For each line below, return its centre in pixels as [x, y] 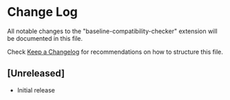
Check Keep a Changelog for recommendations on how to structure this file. [115, 52]
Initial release [36, 90]
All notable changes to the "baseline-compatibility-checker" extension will [113, 31]
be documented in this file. [45, 38]
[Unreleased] [36, 73]
